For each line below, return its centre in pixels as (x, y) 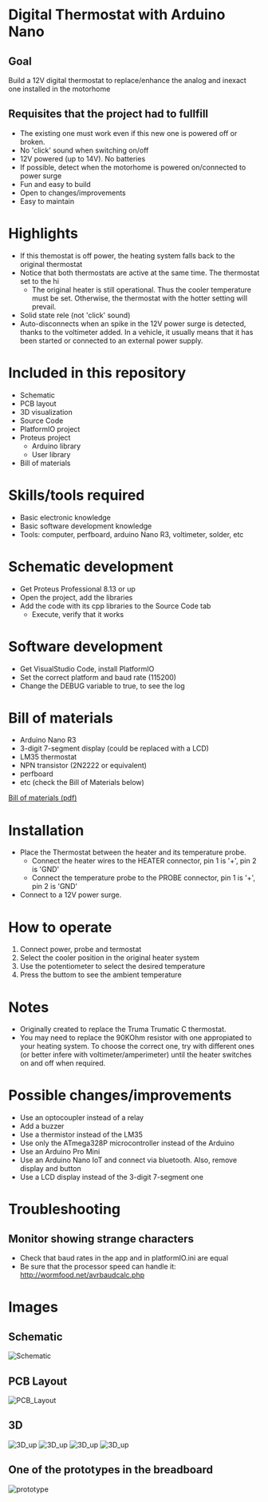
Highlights (43, 233)
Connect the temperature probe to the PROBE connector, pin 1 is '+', (144, 878)
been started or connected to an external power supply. (111, 341)
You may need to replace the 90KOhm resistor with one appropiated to (136, 1038)
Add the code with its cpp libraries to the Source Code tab (115, 606)
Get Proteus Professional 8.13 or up (77, 588)
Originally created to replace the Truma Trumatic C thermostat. (123, 1030)
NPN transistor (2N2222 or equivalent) (83, 766)
